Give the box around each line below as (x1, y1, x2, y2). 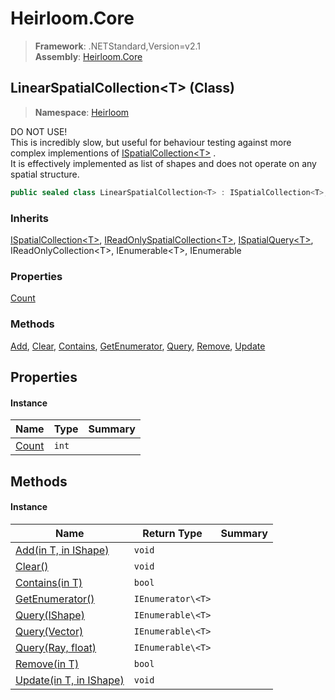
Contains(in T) (15, 575, 83, 589)
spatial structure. (10, 168, 80, 180)
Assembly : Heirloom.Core (34, 50, 143, 62)
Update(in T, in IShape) (15, 673, 125, 687)
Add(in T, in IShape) (15, 543, 110, 557)
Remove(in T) (15, 657, 80, 671)
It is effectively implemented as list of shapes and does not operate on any (10, 157, 317, 169)
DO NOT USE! (10, 125, 68, 137)
